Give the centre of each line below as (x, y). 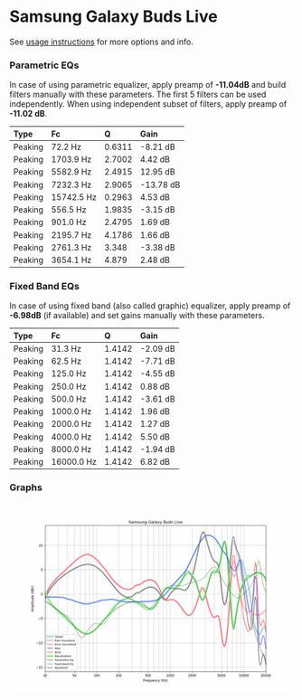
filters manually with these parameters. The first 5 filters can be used (138, 95)
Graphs (26, 487)
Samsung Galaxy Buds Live (114, 17)
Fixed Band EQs (44, 286)
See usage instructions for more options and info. (102, 42)
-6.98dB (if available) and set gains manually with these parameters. (137, 316)
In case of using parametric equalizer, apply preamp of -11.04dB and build (148, 85)
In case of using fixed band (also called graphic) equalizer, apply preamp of (150, 306)
